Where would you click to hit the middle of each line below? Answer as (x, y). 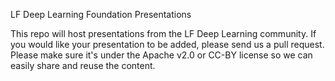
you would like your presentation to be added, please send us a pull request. (167, 44)
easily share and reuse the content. (83, 65)
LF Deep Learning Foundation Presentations (101, 14)
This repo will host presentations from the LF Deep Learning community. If (163, 33)
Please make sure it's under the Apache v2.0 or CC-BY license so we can (161, 55)
